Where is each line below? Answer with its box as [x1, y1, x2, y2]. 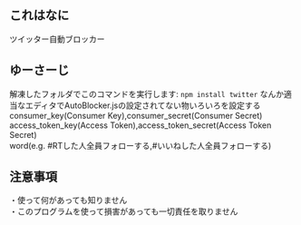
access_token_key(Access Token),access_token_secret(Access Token [9, 120, 272, 131]
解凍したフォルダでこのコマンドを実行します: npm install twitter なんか [9, 88, 284, 99]
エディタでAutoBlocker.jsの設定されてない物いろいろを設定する [24, 100, 261, 111]
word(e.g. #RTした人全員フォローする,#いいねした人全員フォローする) [9, 140, 272, 151]
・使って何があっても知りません [9, 195, 128, 206]
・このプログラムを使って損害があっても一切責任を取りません [9, 206, 238, 217]
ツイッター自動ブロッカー [9, 34, 105, 44]
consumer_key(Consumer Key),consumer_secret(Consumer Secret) [9, 110, 263, 121]
